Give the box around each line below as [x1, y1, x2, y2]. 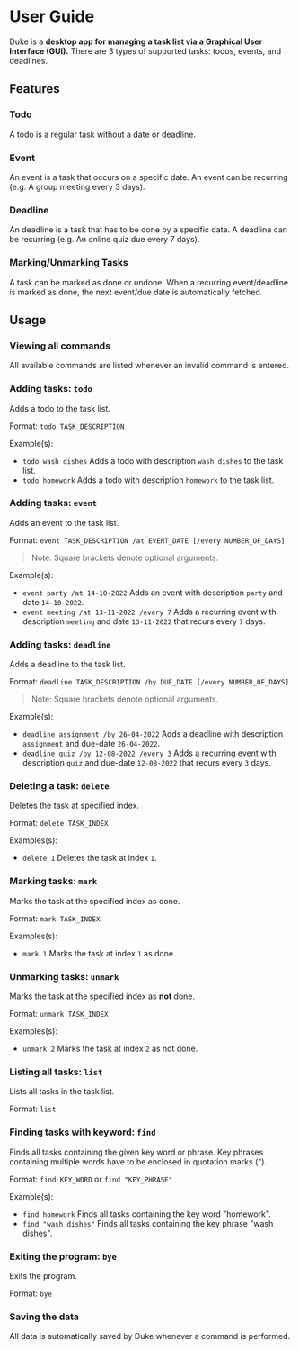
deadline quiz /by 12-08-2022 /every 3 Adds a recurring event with [22, 747, 277, 758]
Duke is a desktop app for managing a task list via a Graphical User [9, 36, 263, 47]
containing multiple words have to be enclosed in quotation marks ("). [9, 1155, 268, 1167]
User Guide [9, 6, 95, 27]
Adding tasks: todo [9, 383, 92, 395]
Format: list [9, 1103, 57, 1114]
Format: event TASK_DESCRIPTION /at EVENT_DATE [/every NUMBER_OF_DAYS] [9, 534, 286, 546]
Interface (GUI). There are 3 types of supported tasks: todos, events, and [9, 45, 281, 56]
